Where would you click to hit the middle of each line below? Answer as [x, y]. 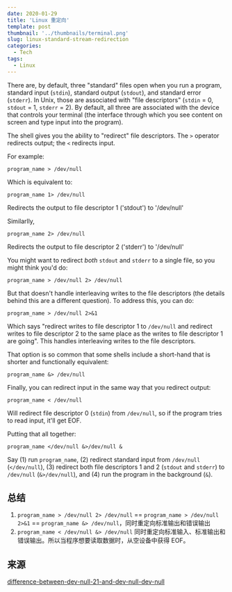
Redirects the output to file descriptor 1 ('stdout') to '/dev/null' [96, 207]
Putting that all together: [42, 434]
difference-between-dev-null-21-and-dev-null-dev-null [86, 582]
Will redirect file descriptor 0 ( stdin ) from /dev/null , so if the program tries [115, 413]
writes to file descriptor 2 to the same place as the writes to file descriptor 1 [115, 334]
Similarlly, [21, 221]
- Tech [23, 53]
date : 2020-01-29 [32, 14]
